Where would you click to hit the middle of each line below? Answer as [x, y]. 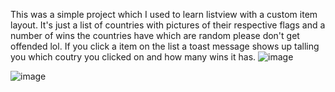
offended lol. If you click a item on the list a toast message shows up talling [165, 46]
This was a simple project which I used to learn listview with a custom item [164, 14]
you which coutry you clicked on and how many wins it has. [133, 57]
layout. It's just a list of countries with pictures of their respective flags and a [168, 25]
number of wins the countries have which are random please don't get [155, 35]
